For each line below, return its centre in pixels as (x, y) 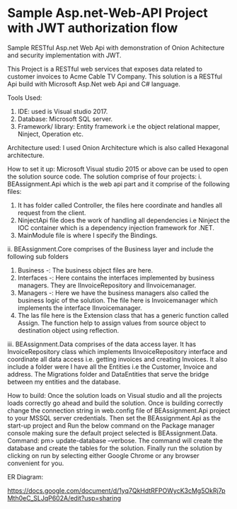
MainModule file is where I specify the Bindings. (87, 235)
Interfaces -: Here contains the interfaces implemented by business (116, 278)
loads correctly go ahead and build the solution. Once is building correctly (115, 403)
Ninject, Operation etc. (50, 134)
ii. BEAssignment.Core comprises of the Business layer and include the (110, 248)
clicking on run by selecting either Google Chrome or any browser (103, 455)
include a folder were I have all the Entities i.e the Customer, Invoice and (112, 367)
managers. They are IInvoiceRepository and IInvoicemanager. (107, 285)
